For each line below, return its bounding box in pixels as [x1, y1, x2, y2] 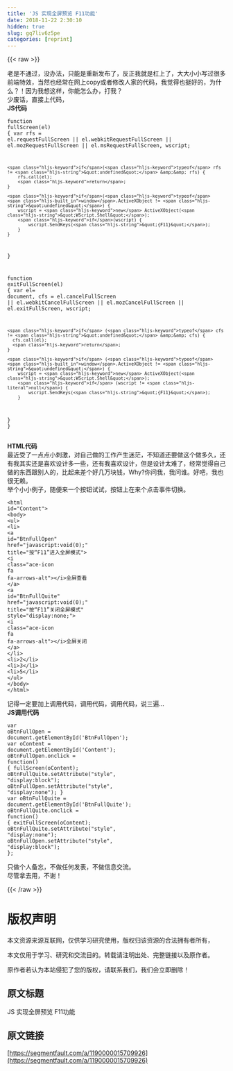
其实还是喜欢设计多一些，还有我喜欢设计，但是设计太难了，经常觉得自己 [19, 459, 226, 468]
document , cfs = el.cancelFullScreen [7, 293, 116, 301]
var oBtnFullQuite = [7, 795, 67, 802]
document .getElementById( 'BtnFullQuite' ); [7, 801, 132, 809]
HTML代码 [7, 442, 37, 450]
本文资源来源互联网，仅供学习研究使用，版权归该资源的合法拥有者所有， [7, 936, 214, 945]
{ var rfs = [7, 130, 42, 137]
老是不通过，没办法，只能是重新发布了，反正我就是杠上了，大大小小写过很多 [7, 69, 226, 78]
